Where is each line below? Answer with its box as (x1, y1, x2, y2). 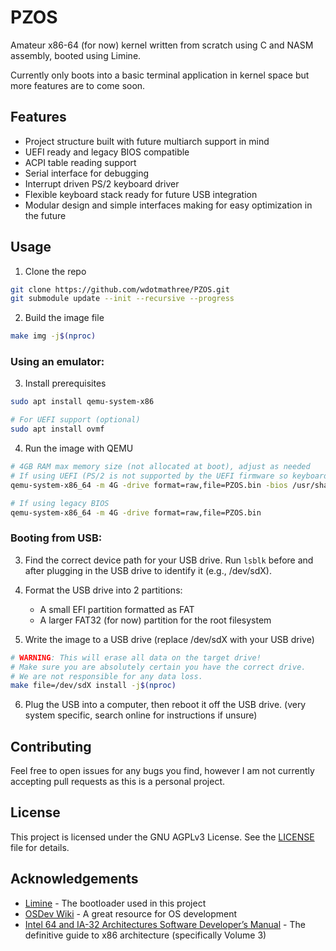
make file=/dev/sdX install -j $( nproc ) (10, 681, 177, 691)
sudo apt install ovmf (10, 424, 105, 435)
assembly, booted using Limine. (10, 49, 142, 61)
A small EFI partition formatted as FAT (39, 603, 195, 615)
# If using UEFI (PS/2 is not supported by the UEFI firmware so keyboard (10, 471, 329, 481)
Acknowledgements (10, 871, 139, 888)
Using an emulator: (10, 355, 105, 369)
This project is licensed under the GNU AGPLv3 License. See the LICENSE (10, 831, 315, 843)
